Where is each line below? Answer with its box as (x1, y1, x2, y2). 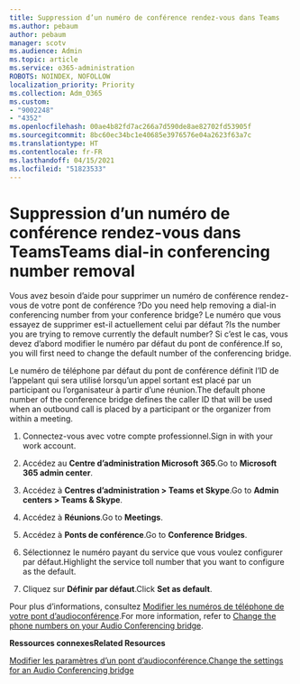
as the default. (22, 566, 77, 578)
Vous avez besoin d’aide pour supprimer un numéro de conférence (9, 291, 258, 301)
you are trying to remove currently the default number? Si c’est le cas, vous (9, 328, 288, 339)
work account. (22, 440, 77, 451)
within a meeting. (9, 413, 74, 424)
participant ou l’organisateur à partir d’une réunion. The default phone (9, 384, 266, 395)
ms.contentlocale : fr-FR (9, 147, 103, 156)
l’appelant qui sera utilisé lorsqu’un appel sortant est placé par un (9, 375, 252, 386)
